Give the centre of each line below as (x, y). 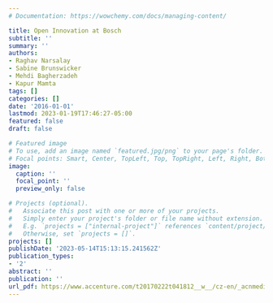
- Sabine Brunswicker (45, 69)
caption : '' (36, 174)
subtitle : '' (30, 38)
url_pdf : (23, 286)
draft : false (30, 129)
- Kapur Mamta (32, 83)
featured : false (36, 121)
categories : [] (34, 98)
